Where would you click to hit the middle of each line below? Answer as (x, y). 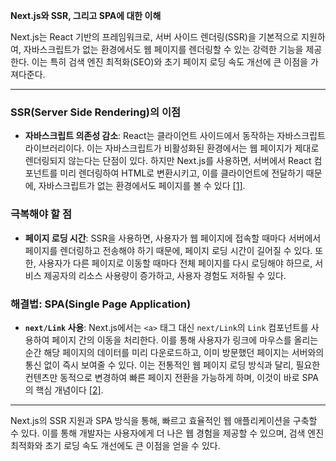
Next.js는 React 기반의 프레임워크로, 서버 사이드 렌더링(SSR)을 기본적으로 (155, 37)
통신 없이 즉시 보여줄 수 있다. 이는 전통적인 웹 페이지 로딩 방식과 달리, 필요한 (172, 365)
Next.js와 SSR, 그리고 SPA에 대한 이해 (86, 15)
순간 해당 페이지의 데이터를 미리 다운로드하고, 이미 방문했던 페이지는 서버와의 (174, 352)
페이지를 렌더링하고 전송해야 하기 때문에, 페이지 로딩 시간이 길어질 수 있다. (168, 250)
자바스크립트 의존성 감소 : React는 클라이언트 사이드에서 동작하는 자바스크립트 (175, 136)
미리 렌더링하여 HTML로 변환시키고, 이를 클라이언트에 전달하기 (181, 173)
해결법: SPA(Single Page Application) (101, 304)
